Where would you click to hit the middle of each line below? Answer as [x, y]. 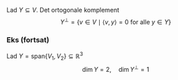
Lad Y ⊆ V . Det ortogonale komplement [63, 10]
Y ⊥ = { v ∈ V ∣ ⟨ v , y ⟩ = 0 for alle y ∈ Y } [116, 21]
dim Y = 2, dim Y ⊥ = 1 [116, 69]
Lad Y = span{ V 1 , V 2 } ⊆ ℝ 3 [45, 56]
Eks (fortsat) [28, 39]
